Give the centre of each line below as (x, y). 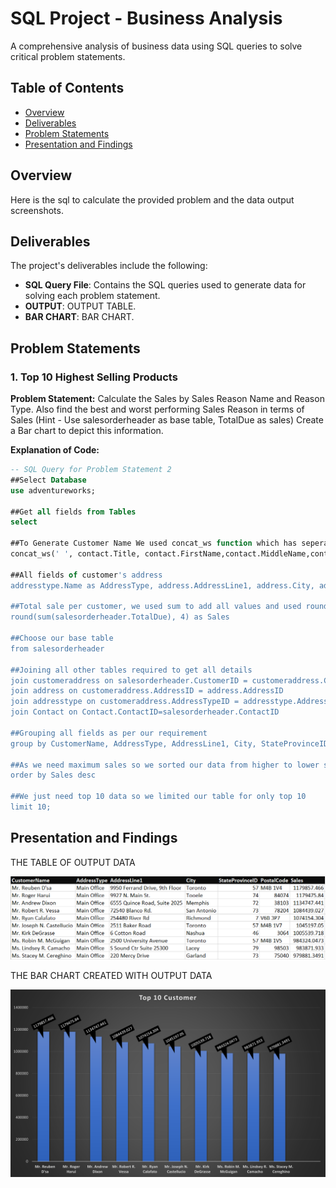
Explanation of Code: (55, 450)
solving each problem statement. (92, 296)
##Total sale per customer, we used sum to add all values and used (156, 607)
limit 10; (31, 807)
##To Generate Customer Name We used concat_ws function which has (154, 543)
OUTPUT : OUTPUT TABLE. (80, 306)
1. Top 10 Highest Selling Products (94, 377)
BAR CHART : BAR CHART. (79, 317)
